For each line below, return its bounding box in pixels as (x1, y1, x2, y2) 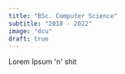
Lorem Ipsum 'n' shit (8, 57, 77, 67)
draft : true (8, 34, 49, 43)
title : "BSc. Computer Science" (8, 11, 118, 20)
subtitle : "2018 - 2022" (8, 20, 93, 28)
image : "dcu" (8, 27, 53, 35)
